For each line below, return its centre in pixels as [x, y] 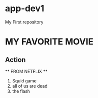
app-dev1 [25, 9]
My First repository [24, 22]
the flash [21, 91]
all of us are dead [30, 86]
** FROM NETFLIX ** [26, 71]
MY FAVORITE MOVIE [49, 42]
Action [15, 60]
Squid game [24, 80]
